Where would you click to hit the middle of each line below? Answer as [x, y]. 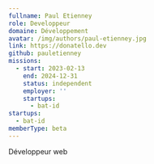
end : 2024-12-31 [51, 76]
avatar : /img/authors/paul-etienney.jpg [78, 38]
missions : [25, 61]
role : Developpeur [39, 23]
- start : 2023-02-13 [50, 69]
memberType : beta [38, 128]
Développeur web [38, 151]
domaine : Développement [49, 31]
